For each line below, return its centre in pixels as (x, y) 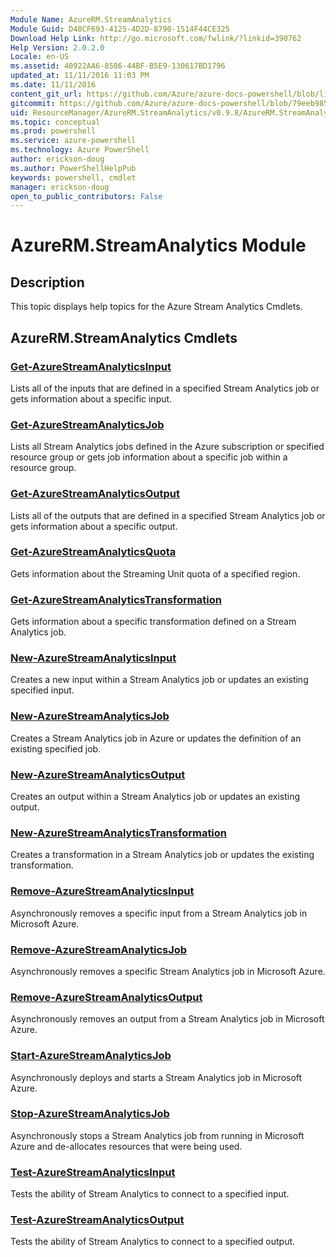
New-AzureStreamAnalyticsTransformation (119, 833)
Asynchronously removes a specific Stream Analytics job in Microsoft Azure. (168, 971)
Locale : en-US (40, 57)
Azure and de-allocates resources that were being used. (126, 1146)
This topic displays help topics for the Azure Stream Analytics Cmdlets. (156, 307)
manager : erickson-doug (60, 187)
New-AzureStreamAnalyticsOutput (98, 774)
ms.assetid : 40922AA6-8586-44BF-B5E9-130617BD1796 (118, 66)
